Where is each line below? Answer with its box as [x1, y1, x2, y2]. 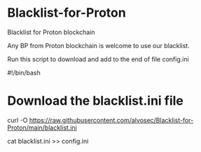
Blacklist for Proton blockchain [7, 28, 96, 36]
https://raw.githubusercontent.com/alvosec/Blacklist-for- [29, 116, 194, 124]
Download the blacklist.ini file [7, 93, 184, 109]
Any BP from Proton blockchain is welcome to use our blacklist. [7, 41, 190, 50]
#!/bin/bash [7, 68, 41, 77]
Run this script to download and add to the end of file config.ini [7, 54, 189, 63]
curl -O [7, 116, 28, 124]
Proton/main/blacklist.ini [7, 123, 77, 132]
